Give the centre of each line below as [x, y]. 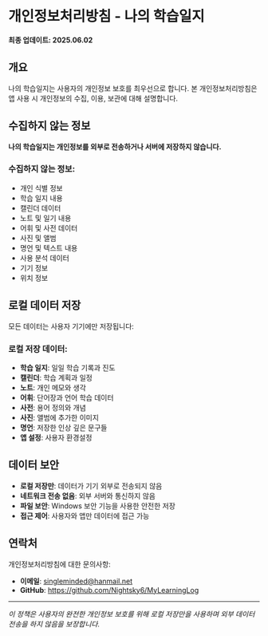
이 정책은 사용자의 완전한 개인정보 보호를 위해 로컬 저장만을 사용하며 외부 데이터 [132, 614]
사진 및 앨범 [38, 238]
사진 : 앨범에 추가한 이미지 [59, 417]
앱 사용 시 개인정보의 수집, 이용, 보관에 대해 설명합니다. [93, 98]
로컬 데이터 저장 [45, 305]
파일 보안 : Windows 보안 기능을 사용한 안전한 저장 [97, 506]
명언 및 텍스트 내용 [49, 247]
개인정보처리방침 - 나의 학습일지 [106, 16]
